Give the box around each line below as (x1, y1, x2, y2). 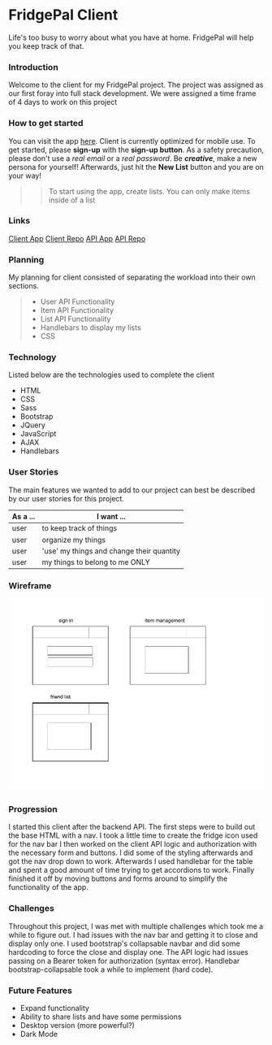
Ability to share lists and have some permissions (19, 1012, 182, 1021)
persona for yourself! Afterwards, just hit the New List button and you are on (8, 162, 264, 171)
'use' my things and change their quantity (41, 546, 181, 556)
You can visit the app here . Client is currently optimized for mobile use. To (8, 136, 256, 145)
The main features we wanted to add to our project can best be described (8, 485, 256, 495)
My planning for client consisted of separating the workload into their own (8, 272, 256, 282)
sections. (8, 281, 39, 291)
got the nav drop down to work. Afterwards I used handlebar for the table (8, 856, 253, 866)
